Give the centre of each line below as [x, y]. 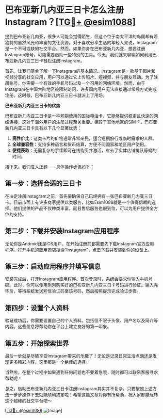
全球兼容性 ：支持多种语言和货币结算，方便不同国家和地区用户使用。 [80, 144]
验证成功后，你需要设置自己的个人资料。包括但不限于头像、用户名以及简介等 [81, 321]
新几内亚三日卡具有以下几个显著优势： [43, 128]
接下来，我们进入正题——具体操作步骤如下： [50, 167]
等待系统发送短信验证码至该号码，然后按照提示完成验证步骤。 [79, 291]
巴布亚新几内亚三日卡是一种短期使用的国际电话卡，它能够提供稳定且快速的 [79, 116]
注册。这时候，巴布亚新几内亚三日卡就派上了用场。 [56, 95]
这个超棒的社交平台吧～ [28, 401]
